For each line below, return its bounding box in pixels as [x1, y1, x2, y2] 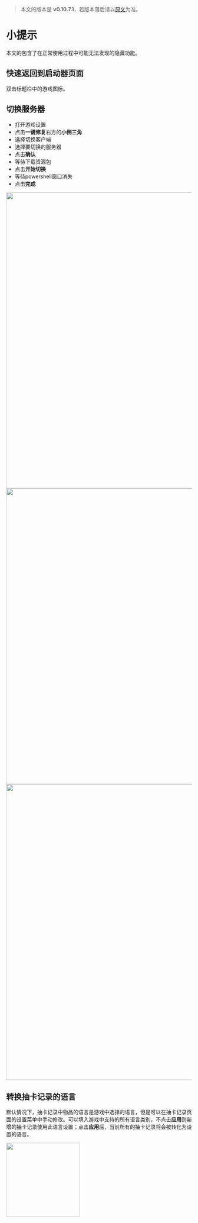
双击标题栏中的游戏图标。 [6, 85, 68, 92]
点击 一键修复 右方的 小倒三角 [14, 128, 82, 135]
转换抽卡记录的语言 [6, 1092, 76, 1102]
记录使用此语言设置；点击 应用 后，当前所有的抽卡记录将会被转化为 [26, 1124, 187, 1131]
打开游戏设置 [14, 121, 46, 128]
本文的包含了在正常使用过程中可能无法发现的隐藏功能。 [6, 49, 140, 56]
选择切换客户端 [14, 135, 51, 143]
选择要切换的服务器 [14, 143, 62, 150]
